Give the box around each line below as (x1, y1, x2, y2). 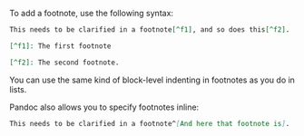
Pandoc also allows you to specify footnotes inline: (9, 102, 200, 112)
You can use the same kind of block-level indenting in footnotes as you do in (9, 74, 295, 85)
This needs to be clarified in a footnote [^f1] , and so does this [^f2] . (9, 25, 290, 34)
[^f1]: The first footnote (9, 41, 112, 51)
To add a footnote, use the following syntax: (9, 8, 174, 18)
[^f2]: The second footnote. (9, 58, 120, 67)
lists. (9, 83, 27, 94)
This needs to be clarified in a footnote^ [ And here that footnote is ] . (9, 119, 290, 128)
